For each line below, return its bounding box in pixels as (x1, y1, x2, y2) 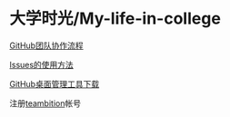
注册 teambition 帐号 (9, 97, 82, 109)
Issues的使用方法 (9, 59, 75, 70)
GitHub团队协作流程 (9, 40, 84, 51)
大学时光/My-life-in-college (9, 8, 221, 29)
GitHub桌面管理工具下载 (9, 78, 100, 89)
